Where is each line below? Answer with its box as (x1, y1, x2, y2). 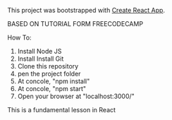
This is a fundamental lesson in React (7, 106, 116, 114)
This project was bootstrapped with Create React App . (7, 6, 166, 14)
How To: (7, 33, 32, 42)
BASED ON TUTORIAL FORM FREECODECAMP (7, 20, 143, 28)
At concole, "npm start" (17, 85, 87, 92)
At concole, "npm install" (17, 77, 90, 85)
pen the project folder (17, 70, 81, 78)
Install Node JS (17, 47, 62, 55)
